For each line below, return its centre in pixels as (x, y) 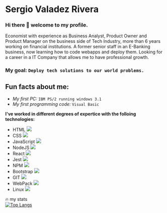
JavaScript (24, 141)
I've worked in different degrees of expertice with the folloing (71, 114)
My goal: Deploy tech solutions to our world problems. (75, 70)
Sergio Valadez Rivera (52, 9)
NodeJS (21, 148)
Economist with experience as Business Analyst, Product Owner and (76, 36)
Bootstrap (23, 172)
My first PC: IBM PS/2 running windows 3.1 (57, 99)
